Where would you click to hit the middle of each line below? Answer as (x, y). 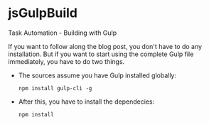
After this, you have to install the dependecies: (86, 102)
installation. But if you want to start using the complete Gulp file (101, 54)
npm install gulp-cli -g (55, 88)
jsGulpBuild (43, 13)
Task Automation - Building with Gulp (63, 33)
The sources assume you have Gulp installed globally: (97, 75)
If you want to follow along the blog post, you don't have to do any (105, 46)
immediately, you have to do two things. (66, 61)
